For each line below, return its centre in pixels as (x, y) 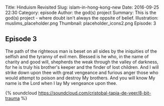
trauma (13, 98)
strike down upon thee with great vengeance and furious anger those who (82, 72)
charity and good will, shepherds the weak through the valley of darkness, (82, 62)
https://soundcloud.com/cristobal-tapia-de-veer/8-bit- (95, 93)
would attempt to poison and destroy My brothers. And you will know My (80, 78)
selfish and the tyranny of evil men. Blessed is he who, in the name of (77, 56)
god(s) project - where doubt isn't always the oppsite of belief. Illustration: (82, 18)
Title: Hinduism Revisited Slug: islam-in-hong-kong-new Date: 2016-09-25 (82, 7)
